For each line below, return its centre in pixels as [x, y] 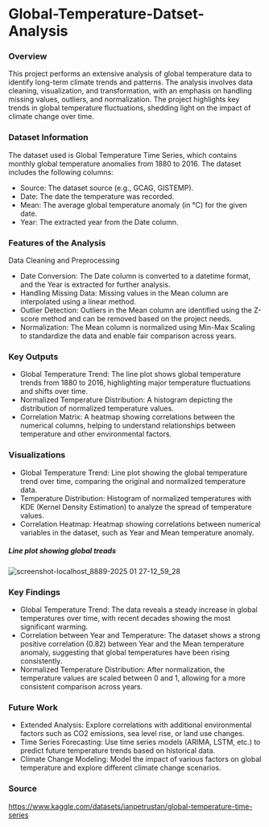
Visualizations [37, 455]
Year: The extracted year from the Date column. [99, 221]
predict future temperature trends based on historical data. [118, 751]
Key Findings [34, 592]
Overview [28, 56]
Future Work [33, 707]
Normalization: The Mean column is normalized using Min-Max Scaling [137, 328]
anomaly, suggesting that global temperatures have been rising [125, 652]
